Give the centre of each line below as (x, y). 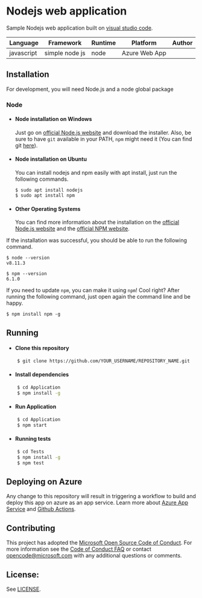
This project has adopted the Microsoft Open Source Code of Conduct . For (99, 543)
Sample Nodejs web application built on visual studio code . (80, 28)
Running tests (33, 439)
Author (182, 42)
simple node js (65, 53)
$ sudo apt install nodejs (49, 190)
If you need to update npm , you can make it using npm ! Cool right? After (93, 290)
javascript (23, 53)
